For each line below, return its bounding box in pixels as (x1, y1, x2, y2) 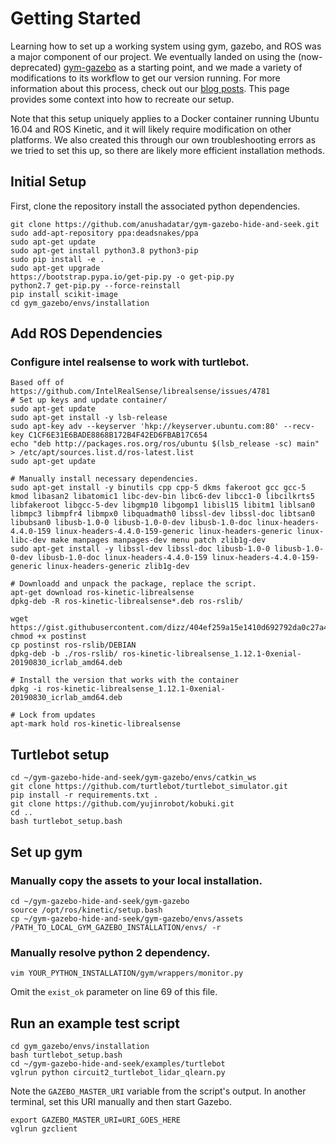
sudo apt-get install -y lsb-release (10, 413, 168, 423)
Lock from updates (19, 710, 97, 721)
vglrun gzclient (10, 1124, 78, 1134)
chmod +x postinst (10, 632, 87, 642)
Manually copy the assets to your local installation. (10, 873, 263, 887)
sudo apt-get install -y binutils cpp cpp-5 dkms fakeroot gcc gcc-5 (10, 483, 307, 493)
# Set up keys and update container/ (10, 395, 168, 406)
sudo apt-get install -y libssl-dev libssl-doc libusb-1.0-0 (10, 544, 271, 554)
